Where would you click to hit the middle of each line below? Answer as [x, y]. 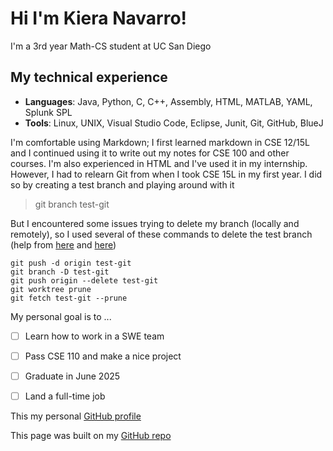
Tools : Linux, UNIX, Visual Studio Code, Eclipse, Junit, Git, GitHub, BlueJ [174, 123]
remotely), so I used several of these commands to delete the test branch [161, 234]
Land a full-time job [65, 396]
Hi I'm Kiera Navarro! [99, 18]
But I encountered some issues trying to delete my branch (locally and [155, 223]
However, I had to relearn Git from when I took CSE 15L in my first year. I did [166, 174]
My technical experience [89, 77]
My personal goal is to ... [61, 316]
